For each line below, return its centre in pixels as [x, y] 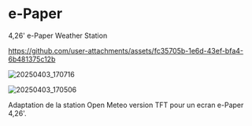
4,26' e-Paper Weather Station [58, 35]
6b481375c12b [32, 59]
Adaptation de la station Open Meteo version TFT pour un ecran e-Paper [126, 105]
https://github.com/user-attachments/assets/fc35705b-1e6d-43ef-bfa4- [126, 50]
